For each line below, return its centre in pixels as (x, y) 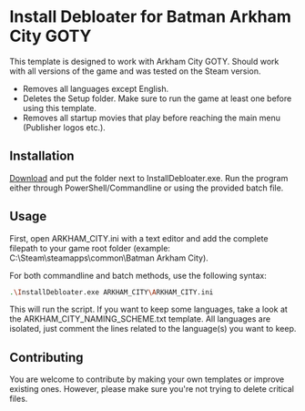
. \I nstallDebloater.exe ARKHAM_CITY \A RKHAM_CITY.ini (112, 292)
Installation (42, 156)
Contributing (46, 357)
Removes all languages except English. (96, 88)
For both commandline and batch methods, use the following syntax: (138, 275)
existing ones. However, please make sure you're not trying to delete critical (152, 389)
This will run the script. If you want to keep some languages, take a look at (149, 309)
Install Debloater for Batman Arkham (150, 17)
